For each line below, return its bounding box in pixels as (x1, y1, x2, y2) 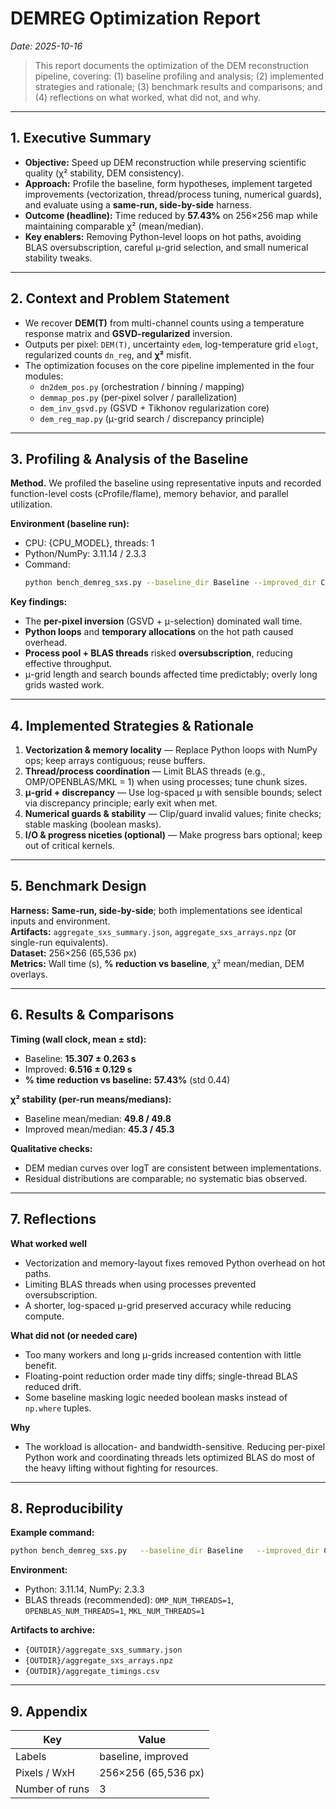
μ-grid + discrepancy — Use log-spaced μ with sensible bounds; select (24, 787, 323, 799)
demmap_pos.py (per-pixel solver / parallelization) (39, 391, 238, 403)
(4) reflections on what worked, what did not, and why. (34, 91, 262, 103)
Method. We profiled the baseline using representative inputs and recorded (10, 477, 322, 489)
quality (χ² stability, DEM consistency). (24, 167, 185, 179)
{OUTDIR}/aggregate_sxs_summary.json (24, 1645, 183, 1656)
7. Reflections (10, 1211, 97, 1228)
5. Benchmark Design (10, 878, 147, 895)
